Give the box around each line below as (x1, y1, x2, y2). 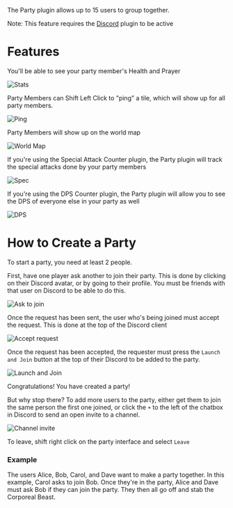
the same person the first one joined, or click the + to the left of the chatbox (7, 403, 224, 411)
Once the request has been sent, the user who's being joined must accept (7, 313, 220, 321)
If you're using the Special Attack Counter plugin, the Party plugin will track (7, 155, 223, 163)
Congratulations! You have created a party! (7, 382, 131, 390)
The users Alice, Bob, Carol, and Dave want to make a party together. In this (7, 470, 225, 479)
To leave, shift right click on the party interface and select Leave (7, 437, 190, 445)
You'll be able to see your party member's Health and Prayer (7, 66, 181, 75)
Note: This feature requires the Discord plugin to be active (7, 20, 174, 27)
